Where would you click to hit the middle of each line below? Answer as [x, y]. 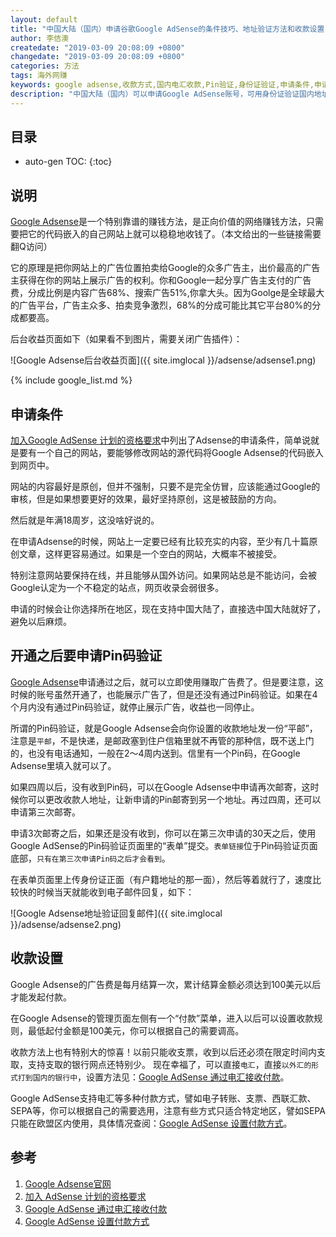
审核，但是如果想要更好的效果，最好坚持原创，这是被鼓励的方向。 [146, 499]
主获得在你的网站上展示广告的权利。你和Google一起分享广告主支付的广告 [161, 280]
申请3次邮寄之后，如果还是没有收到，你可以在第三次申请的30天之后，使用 [163, 833]
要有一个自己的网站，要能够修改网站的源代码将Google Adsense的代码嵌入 [171, 453]
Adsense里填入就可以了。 [63, 765]
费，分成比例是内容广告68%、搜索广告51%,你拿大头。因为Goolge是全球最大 [167, 293]
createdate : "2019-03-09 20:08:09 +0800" [98, 47]
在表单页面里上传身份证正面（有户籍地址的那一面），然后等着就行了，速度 [161, 879]
